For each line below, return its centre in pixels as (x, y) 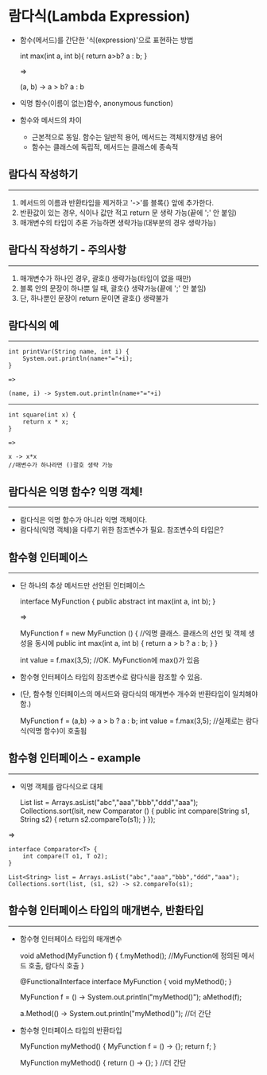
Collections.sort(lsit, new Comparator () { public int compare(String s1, (135, 811)
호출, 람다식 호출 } (56, 965)
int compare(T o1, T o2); (66, 856)
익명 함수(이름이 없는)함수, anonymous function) (96, 103)
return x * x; (46, 422)
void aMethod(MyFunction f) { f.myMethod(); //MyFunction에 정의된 (130, 956)
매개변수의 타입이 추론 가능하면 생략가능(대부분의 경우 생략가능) (118, 222)
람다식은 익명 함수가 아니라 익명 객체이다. (83, 520)
